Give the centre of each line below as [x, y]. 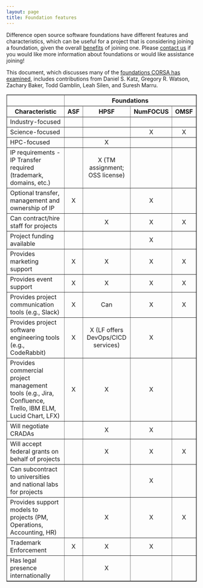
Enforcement [28, 550]
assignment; [107, 167]
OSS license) [107, 175]
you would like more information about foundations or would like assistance [100, 54]
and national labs [34, 484]
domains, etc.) [30, 182]
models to [24, 509]
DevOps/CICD [107, 337]
